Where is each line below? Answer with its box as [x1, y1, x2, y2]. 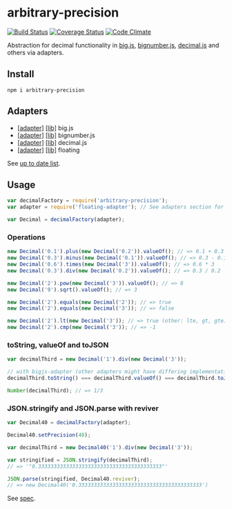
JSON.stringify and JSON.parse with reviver [7, 403, 159, 413]
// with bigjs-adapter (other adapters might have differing [7, 368, 187, 375]
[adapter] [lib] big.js [17, 123, 74, 132]
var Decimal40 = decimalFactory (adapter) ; [7, 419, 131, 426]
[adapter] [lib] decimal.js [17, 138, 88, 146]
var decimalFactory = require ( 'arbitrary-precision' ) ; [7, 197, 168, 204]
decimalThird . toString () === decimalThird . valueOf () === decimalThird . [7, 375, 217, 382]
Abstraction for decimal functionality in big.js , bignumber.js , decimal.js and [7, 41, 220, 49]
